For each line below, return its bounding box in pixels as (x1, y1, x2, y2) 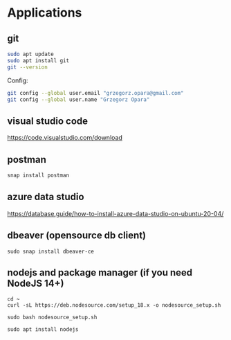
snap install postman (7, 172, 70, 179)
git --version (7, 64, 48, 71)
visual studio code (7, 115, 89, 127)
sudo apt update (7, 51, 54, 57)
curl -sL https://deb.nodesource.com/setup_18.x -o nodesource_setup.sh (7, 302, 221, 309)
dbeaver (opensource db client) (7, 230, 147, 242)
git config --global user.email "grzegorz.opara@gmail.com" (7, 89, 185, 96)
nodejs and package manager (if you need (7, 267, 193, 278)
